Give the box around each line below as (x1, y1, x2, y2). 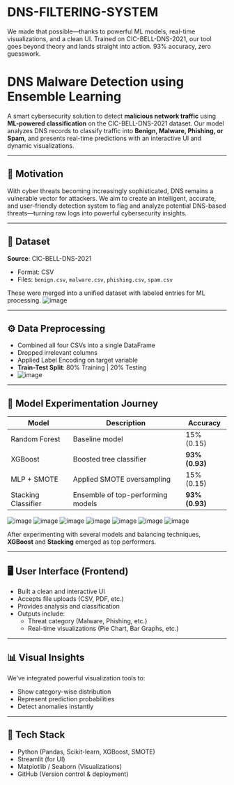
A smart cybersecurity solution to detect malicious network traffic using (7, 112, 217, 120)
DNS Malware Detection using (7, 74, 185, 90)
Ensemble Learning (7, 89, 122, 105)
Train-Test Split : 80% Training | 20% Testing (17, 363, 147, 372)
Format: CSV (17, 268, 54, 276)
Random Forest (10, 434, 61, 444)
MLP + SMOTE (10, 475, 59, 485)
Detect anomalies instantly (17, 702, 94, 710)
